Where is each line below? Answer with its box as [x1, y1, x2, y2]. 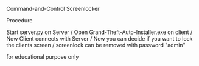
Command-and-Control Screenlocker [6, 5, 100, 12]
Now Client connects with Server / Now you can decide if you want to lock [6, 35, 193, 42]
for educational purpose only [6, 53, 79, 60]
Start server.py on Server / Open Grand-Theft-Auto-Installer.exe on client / [6, 28, 193, 36]
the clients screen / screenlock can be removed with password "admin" [6, 42, 186, 48]
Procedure [6, 17, 33, 24]
